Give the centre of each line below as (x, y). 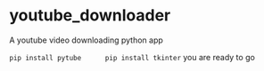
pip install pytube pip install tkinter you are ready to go (132, 57)
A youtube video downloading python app (86, 40)
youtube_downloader (90, 16)
